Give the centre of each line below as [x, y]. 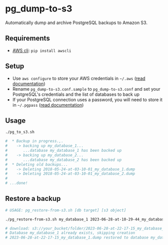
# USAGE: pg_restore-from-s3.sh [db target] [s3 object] [66, 210]
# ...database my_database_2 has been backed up [63, 160]
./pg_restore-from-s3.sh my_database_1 [47, 219]
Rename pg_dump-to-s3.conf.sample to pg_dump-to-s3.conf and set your [86, 89]
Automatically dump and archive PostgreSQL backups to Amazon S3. [76, 23]
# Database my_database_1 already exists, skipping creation [70, 233]
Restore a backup [33, 199]
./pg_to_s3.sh [20, 132]
